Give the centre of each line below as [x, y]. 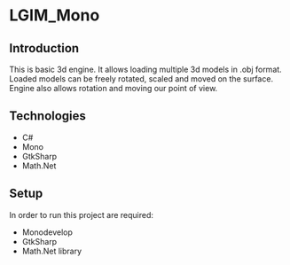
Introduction [44, 48]
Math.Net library [52, 251]
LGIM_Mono [55, 16]
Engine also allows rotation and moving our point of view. [114, 88]
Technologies [48, 116]
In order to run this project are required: [81, 214]
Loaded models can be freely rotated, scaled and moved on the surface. [141, 79]
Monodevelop [47, 232]
